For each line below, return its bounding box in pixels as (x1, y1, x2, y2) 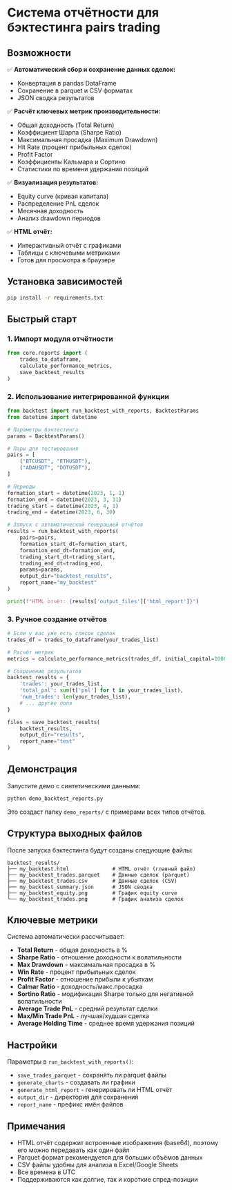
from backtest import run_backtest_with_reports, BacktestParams (7, 407, 199, 415)
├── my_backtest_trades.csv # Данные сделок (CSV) (7, 877, 177, 884)
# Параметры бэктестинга (7, 426, 79, 433)
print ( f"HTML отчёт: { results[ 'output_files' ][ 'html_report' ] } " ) (7, 598, 199, 605)
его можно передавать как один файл (17, 1146, 130, 1154)
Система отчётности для (7, 5, 159, 21)
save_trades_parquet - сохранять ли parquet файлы (17, 1071, 167, 1080)
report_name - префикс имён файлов (17, 1100, 124, 1109)
